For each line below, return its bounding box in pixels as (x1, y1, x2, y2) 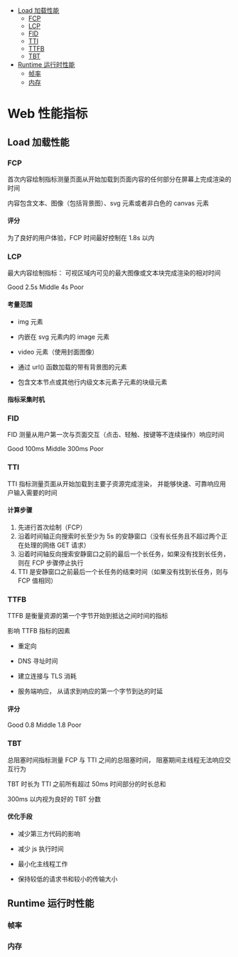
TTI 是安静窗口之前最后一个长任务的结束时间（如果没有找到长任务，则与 (17, 567, 229, 575)
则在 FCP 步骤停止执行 (17, 558, 84, 567)
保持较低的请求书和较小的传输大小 (17, 875, 118, 883)
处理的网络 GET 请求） (23, 541, 90, 549)
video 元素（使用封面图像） (17, 347, 99, 356)
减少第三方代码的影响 (17, 829, 80, 838)
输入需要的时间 (13, 488, 58, 497)
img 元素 (17, 317, 43, 325)
